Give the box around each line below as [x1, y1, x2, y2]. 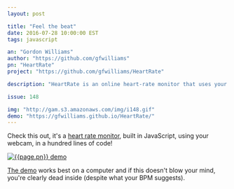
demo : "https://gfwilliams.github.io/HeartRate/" [7, 113, 156, 120]
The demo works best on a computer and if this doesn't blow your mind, [7, 166, 216, 175]
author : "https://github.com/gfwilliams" [7, 55, 130, 62]
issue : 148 [7, 93, 39, 100]
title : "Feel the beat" [7, 22, 77, 30]
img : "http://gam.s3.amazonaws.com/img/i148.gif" [7, 106, 156, 113]
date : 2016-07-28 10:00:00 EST [7, 29, 99, 36]
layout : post [7, 10, 46, 17]
